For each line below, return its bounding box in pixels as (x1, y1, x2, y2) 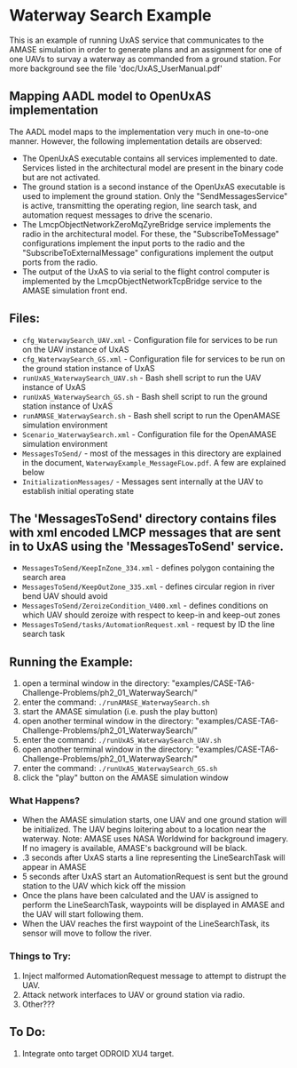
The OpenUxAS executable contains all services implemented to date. (21, 153, 277, 163)
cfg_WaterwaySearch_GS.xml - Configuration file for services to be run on (21, 353, 285, 364)
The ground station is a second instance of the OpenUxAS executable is (21, 181, 285, 192)
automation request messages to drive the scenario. (21, 210, 213, 220)
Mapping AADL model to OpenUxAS (9, 89, 212, 104)
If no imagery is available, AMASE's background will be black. (21, 843, 248, 854)
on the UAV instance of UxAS (21, 344, 129, 355)
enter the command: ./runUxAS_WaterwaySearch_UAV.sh (21, 735, 222, 745)
